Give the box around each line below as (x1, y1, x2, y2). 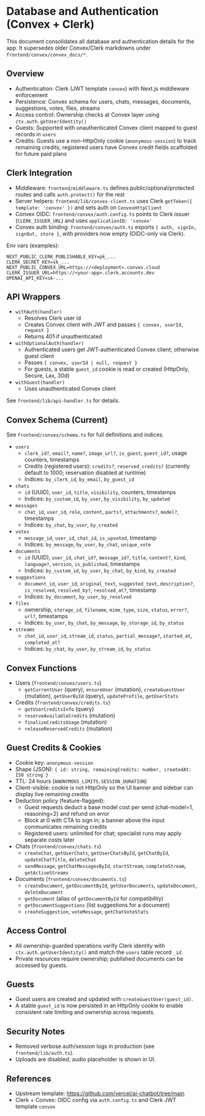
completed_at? (24, 640, 61, 646)
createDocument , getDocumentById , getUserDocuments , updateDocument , (24, 882, 197, 889)
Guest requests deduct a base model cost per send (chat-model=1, (24, 803, 194, 811)
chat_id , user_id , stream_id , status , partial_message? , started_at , (24, 632, 193, 640)
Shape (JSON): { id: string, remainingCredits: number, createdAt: (15, 765, 192, 773)
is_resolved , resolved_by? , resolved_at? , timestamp (24, 586, 157, 594)
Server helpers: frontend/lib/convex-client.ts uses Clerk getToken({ (15, 197, 193, 204)
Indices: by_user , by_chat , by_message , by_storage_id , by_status (24, 619, 185, 627)
